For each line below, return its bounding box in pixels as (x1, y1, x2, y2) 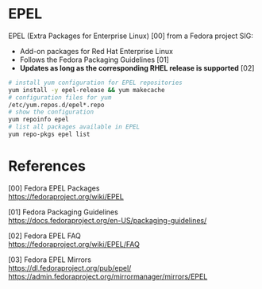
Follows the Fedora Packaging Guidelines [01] (19, 55, 169, 64)
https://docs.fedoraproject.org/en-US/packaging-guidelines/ (8, 215, 207, 225)
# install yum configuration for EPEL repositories (8, 79, 183, 87)
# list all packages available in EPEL (8, 123, 141, 131)
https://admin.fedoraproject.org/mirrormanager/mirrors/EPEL (8, 272, 208, 281)
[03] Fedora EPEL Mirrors (8, 255, 91, 264)
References (8, 157, 86, 175)
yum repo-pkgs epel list (8, 130, 91, 139)
